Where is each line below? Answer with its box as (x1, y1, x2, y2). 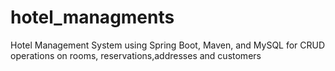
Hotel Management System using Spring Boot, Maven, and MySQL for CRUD (10, 39, 326, 51)
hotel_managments (10, 6, 175, 29)
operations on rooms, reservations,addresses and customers (10, 49, 262, 61)
